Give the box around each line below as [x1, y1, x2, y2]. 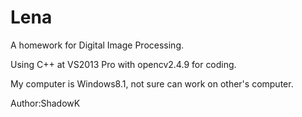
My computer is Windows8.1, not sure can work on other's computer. [10, 77, 294, 90]
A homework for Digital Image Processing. [10, 39, 184, 51]
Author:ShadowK [10, 97, 81, 109]
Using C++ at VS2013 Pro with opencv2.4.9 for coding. [10, 58, 237, 70]
